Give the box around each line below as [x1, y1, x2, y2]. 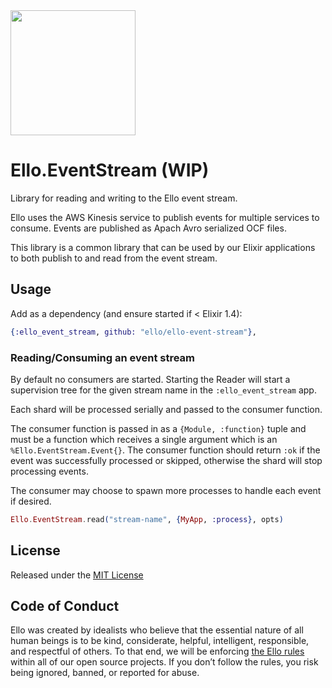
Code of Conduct [10, 598, 120, 614]
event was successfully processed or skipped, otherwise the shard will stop [10, 454, 323, 466]
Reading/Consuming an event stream [10, 350, 196, 364]
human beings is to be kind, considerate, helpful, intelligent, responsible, [10, 635, 310, 647]
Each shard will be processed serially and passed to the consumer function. [10, 403, 323, 415]
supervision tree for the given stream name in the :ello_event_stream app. [10, 384, 317, 396]
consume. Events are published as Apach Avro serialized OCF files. [10, 222, 287, 234]
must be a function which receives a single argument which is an [10, 433, 278, 445]
